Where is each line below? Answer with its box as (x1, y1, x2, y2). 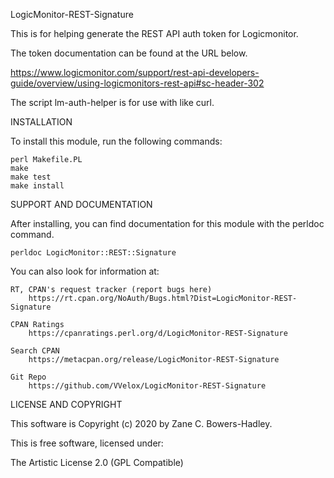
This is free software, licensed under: (10, 437, 164, 449)
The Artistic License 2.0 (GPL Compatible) (10, 457, 184, 468)
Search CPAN (10, 346, 60, 356)
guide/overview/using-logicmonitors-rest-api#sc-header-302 (10, 77, 265, 89)
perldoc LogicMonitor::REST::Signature (10, 248, 177, 258)
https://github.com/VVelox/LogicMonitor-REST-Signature (28, 381, 267, 391)
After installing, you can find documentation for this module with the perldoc (10, 218, 325, 229)
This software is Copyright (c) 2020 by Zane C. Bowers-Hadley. (10, 418, 273, 429)
